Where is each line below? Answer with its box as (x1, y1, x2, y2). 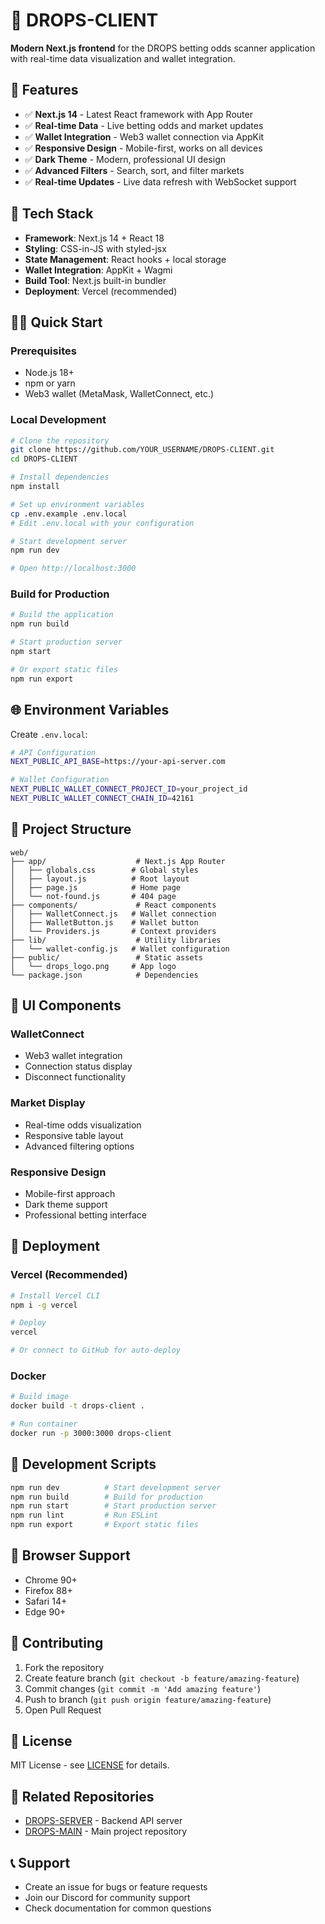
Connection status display (24, 1060, 133, 1073)
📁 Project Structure (10, 821, 132, 838)
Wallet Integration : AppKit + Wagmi (24, 264, 173, 276)
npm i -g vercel (10, 1300, 78, 1310)
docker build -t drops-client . (10, 1401, 145, 1411)
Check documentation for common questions (24, 1902, 212, 1914)
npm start (10, 647, 52, 657)
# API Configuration (10, 747, 97, 758)
